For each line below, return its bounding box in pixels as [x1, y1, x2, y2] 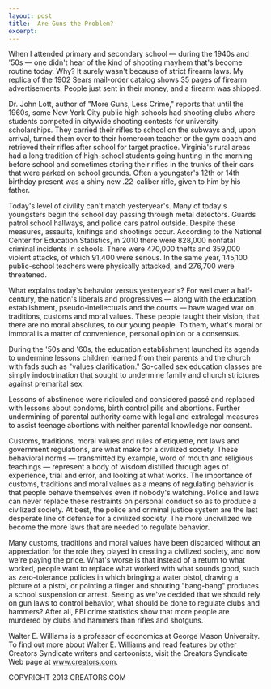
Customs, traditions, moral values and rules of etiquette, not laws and [8, 436, 240, 446]
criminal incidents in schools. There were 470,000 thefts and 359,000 [8, 244, 241, 254]
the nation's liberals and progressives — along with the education [37, 294, 256, 304]
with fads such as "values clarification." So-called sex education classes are [8, 362, 263, 371]
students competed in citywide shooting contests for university [8, 117, 219, 126]
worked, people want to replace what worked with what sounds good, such [8, 564, 260, 574]
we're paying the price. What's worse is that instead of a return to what [8, 555, 245, 565]
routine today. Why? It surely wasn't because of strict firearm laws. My [8, 66, 244, 76]
